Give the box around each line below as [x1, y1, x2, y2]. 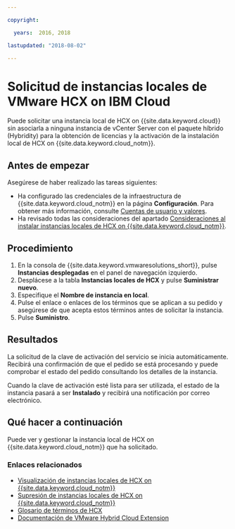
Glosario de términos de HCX [17, 506, 103, 514]
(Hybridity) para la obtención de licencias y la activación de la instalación [7, 132, 220, 140]
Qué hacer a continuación [7, 416, 123, 428]
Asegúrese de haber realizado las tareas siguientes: [7, 178, 158, 187]
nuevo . [17, 283, 39, 292]
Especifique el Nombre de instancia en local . [17, 290, 150, 299]
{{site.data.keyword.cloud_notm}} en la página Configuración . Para [17, 199, 215, 208]
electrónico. [7, 396, 42, 404]
